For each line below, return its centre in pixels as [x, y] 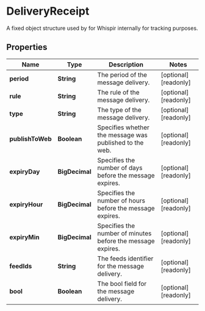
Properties [27, 47]
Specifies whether [123, 127]
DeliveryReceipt [48, 11]
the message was [123, 135]
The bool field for [122, 284]
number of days [120, 168]
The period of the [122, 74]
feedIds [21, 266]
